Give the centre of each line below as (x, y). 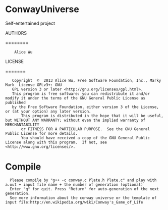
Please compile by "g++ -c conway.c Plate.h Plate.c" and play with (83, 180)
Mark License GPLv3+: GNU (34, 85)
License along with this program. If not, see (56, 142)
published (16, 102)
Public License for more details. (42, 133)
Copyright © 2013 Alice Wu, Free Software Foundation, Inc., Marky (87, 80)
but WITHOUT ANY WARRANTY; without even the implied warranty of (75, 120)
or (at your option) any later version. (48, 111)
